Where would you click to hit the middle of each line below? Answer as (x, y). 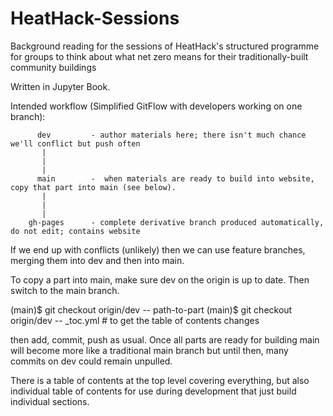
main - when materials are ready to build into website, (175, 178)
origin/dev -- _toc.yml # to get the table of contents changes (135, 320)
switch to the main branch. (65, 290)
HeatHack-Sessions (95, 18)
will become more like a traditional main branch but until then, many (149, 350)
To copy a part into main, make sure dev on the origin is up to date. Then (160, 279)
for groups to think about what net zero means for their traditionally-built (159, 56)
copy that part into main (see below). (93, 187)
